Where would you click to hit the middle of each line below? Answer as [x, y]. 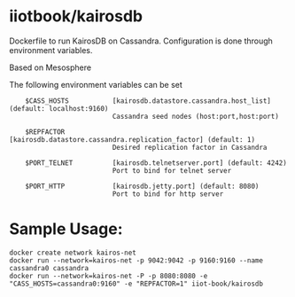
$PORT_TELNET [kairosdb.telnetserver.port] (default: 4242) [156, 163]
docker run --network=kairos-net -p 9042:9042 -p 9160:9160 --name [136, 260]
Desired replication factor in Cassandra [190, 147]
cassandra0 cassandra [49, 268]
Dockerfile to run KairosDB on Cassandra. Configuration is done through [141, 41]
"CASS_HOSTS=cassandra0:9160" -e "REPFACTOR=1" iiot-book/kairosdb [136, 284]
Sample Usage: [66, 229]
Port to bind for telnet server [172, 170]
